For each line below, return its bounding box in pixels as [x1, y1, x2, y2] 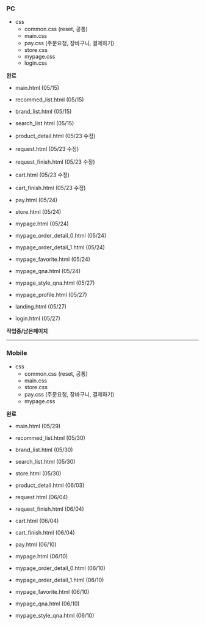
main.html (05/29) [15, 422, 61, 429]
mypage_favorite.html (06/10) [15, 588, 90, 595]
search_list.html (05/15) [15, 120, 74, 127]
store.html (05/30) [15, 469, 62, 477]
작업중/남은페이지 [6, 327, 48, 335]
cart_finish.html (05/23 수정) [15, 185, 86, 192]
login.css [24, 59, 48, 67]
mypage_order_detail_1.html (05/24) [15, 244, 106, 251]
